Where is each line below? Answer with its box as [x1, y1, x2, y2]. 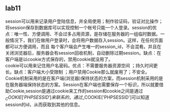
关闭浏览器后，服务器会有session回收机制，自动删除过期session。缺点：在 [5, 50, 161, 56]
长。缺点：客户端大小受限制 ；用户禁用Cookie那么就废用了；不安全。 [5, 68, 150, 75]
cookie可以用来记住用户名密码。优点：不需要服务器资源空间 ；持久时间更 [5, 62, 158, 68]
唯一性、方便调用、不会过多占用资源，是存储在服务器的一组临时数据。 [14, 30, 160, 37]
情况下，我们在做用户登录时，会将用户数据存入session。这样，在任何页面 [9, 37, 163, 43]
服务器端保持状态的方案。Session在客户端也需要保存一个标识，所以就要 [9, 81, 159, 88]
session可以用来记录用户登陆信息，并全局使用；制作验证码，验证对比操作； [5, 18, 163, 24]
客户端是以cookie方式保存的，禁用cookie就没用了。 [5, 56, 113, 62]
